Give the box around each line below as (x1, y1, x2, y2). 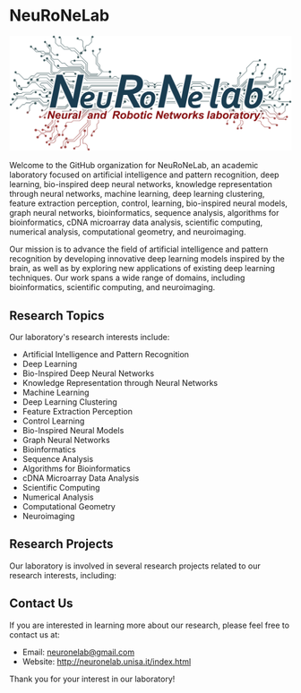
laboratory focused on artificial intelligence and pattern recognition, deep (9, 169, 279, 180)
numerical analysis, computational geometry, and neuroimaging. (9, 227, 246, 237)
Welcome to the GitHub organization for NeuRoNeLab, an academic (9, 160, 259, 171)
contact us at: (9, 629, 60, 640)
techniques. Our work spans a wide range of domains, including (9, 272, 245, 283)
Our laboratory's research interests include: (9, 331, 170, 342)
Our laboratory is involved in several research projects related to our (9, 560, 262, 571)
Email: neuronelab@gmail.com (21, 646, 135, 657)
